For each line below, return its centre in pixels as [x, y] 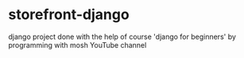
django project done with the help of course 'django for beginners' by [122, 37]
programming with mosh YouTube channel [77, 44]
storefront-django [69, 15]
